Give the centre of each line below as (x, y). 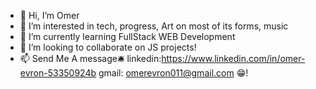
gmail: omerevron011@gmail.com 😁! (173, 73)
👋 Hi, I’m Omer (49, 15)
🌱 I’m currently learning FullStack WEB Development (127, 36)
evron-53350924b (58, 73)
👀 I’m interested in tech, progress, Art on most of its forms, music (154, 26)
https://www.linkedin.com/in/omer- (233, 58)
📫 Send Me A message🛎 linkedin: (90, 58)
